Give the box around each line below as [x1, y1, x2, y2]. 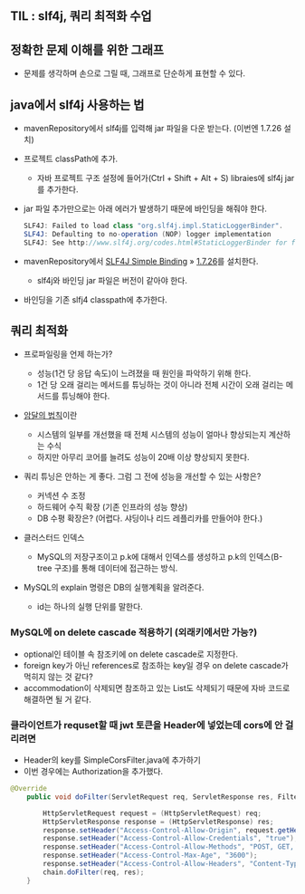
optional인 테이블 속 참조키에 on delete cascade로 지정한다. [23, 649, 239, 659]
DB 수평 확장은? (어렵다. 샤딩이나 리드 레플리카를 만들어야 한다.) [36, 513, 263, 524]
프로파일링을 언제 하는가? [23, 349, 113, 360]
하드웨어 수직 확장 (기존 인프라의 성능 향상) [36, 502, 188, 513]
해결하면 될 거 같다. [23, 694, 91, 705]
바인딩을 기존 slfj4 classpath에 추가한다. [23, 293, 168, 305]
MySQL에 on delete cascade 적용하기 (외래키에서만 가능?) [10, 626, 258, 639]
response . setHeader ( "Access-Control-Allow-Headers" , [43, 860, 246, 869]
